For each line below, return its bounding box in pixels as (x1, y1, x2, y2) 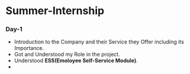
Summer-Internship (5, 4, 105, 18)
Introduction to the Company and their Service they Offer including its (14, 38, 184, 45)
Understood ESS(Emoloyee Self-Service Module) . (14, 57, 138, 64)
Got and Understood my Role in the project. (14, 51, 120, 58)
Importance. (14, 45, 44, 52)
